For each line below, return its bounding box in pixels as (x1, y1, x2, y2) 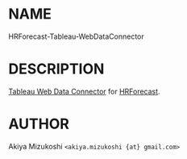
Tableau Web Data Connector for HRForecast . (8, 86, 160, 96)
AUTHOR (8, 115, 70, 133)
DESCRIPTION (8, 60, 105, 78)
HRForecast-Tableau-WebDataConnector (8, 31, 144, 41)
